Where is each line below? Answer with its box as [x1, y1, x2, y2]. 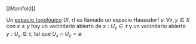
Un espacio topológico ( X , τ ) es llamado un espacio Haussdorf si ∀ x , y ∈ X [6, 16, 190, 23]
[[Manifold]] [6, 5, 36, 12]
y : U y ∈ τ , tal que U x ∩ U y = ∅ [6, 30, 82, 39]
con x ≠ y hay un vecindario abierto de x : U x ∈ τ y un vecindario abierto [6, 23, 186, 31]
